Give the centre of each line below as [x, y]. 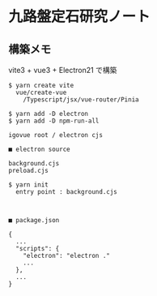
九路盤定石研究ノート [80, 17]
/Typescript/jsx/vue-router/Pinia [81, 100]
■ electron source [39, 149]
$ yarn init [28, 185]
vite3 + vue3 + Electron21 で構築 [63, 70]
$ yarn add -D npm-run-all [54, 121]
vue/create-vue [41, 92]
